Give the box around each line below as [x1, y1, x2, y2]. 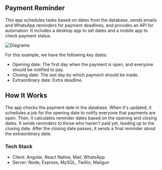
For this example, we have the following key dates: [5, 52, 107, 58]
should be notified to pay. [12, 67, 65, 72]
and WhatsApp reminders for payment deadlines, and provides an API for [5, 22, 154, 28]
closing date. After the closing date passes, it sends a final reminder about [5, 125, 156, 131]
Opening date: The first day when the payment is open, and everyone [12, 61, 154, 67]
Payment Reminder [5, 4, 65, 12]
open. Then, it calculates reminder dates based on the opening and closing [5, 115, 158, 121]
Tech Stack [5, 143, 33, 150]
